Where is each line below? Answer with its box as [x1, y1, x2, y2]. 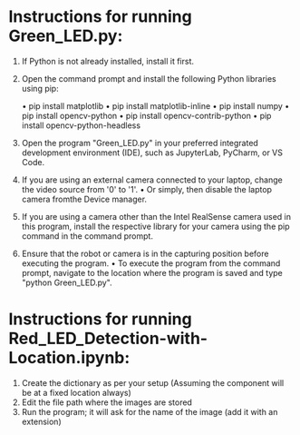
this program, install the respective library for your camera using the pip [21, 221, 291, 232]
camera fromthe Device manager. [21, 193, 147, 204]
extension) [21, 416, 62, 427]
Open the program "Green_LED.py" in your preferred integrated [21, 137, 259, 148]
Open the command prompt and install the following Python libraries [21, 73, 277, 84]
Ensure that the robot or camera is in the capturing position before [21, 248, 269, 259]
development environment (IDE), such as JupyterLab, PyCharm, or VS [21, 147, 283, 158]
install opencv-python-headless [21, 120, 141, 131]
